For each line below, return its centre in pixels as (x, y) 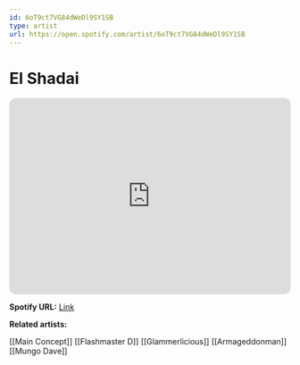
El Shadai (44, 78)
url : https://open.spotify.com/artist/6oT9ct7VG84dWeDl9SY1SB (127, 34)
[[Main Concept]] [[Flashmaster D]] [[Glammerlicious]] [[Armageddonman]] (148, 342)
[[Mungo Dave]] (38, 351)
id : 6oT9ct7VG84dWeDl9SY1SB (62, 17)
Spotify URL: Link (42, 307)
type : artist (33, 26)
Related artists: (38, 324)
